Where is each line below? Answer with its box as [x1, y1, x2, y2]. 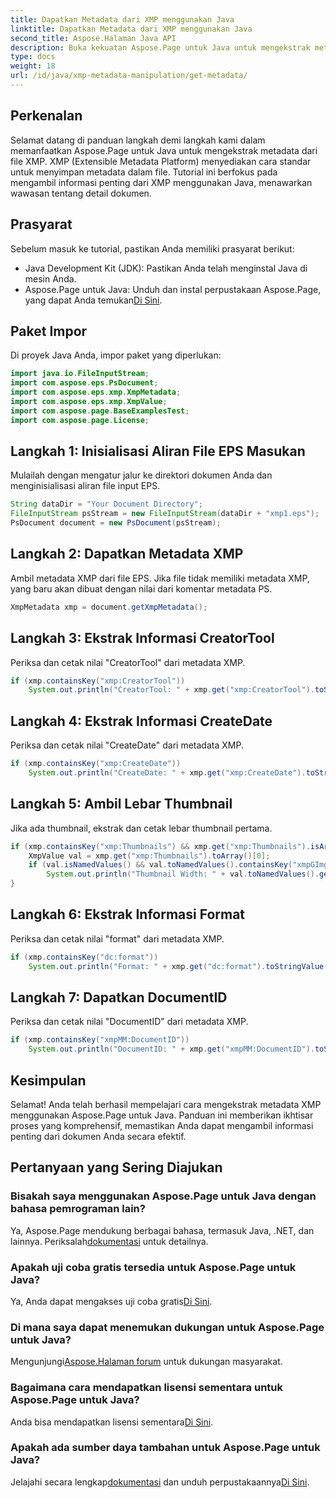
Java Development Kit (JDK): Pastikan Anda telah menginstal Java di [24, 262, 308, 274]
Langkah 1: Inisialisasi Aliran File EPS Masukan [10, 442, 306, 460]
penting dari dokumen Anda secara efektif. [10, 1130, 187, 1142]
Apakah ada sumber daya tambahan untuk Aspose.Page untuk [10, 1441, 321, 1455]
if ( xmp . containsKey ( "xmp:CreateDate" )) [10, 759, 182, 769]
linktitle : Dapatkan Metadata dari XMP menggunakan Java [10, 24, 253, 34]
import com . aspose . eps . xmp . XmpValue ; [10, 396, 168, 406]
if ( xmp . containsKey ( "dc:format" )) [10, 952, 159, 962]
